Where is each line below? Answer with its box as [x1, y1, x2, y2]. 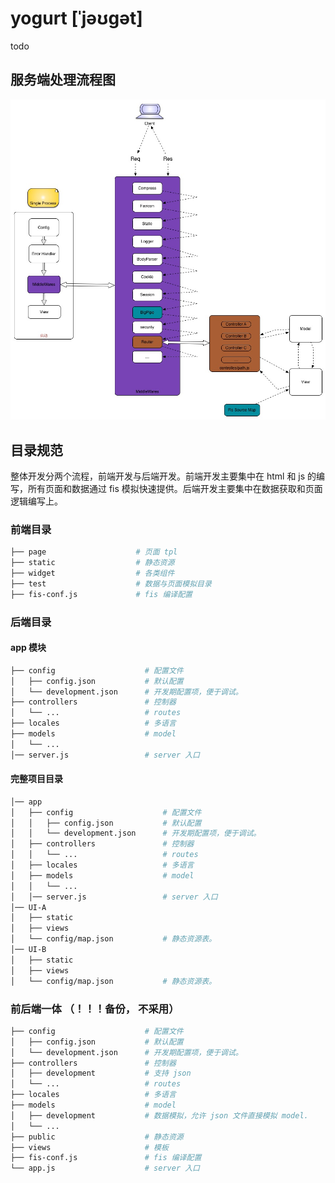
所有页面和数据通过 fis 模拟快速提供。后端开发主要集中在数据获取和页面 [27, 482, 323, 494]
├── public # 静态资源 [10, 1132, 184, 1142]
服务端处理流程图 [10, 72, 116, 89]
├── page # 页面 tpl [10, 547, 178, 557]
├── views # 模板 [10, 1142, 169, 1152]
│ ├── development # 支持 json [10, 1068, 192, 1079]
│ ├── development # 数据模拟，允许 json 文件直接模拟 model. [10, 1110, 309, 1121]
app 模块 [10, 642, 47, 654]
